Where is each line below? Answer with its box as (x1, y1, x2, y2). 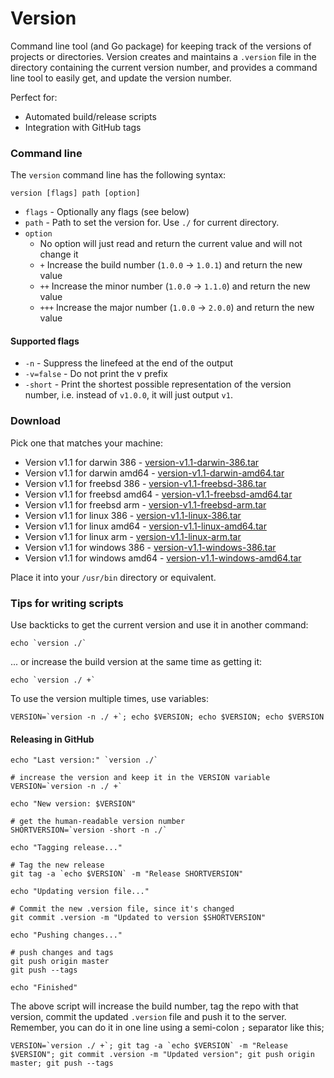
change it (39, 248, 79, 261)
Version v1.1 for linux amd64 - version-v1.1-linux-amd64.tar (24, 520, 267, 532)
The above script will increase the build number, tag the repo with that (10, 1000, 299, 1012)
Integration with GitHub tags (24, 121, 142, 133)
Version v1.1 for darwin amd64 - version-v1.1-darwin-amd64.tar (24, 467, 285, 479)
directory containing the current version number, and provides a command (10, 61, 318, 73)
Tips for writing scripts (10, 596, 124, 610)
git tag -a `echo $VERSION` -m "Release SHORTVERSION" (10, 869, 244, 879)
